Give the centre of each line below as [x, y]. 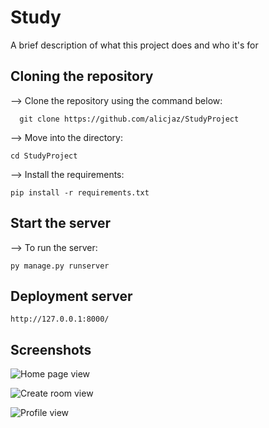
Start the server [61, 223]
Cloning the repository [82, 76]
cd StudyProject [44, 156]
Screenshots [51, 349]
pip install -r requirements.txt [80, 192]
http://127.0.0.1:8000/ [60, 319]
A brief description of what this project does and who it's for [134, 45]
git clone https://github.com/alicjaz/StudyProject [129, 119]
